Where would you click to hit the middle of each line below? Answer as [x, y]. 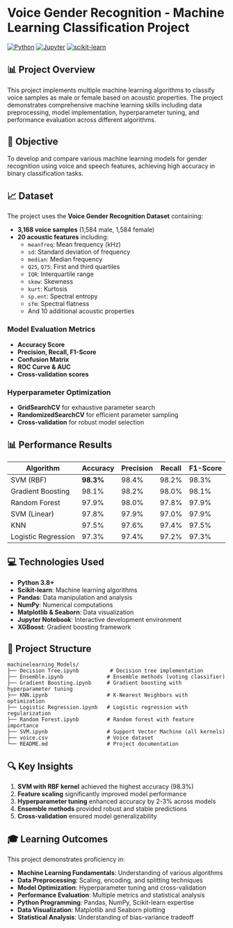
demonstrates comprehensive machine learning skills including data [105, 105]
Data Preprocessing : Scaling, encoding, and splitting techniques [110, 881]
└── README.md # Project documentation [93, 744]
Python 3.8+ [35, 582]
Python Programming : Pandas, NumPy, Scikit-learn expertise [106, 903]
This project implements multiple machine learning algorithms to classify [111, 90]
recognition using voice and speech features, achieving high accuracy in [111, 166]
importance [23, 726]
